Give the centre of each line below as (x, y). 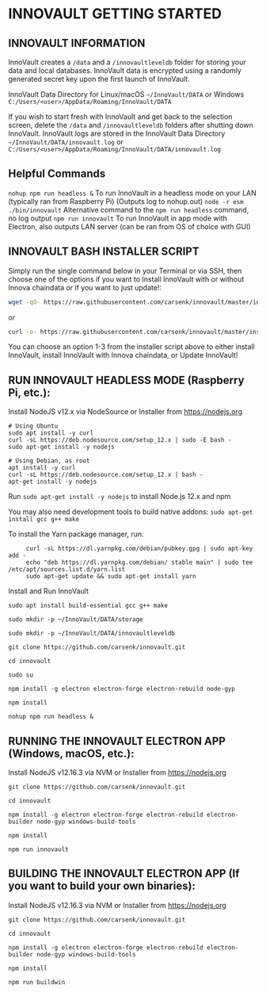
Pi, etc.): (29, 392)
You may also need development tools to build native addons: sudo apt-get (131, 512)
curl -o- (23, 332)
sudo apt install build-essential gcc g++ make (88, 606)
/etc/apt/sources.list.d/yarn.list (67, 569)
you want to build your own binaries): (102, 886)
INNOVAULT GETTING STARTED (115, 14)
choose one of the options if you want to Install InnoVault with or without (126, 279)
